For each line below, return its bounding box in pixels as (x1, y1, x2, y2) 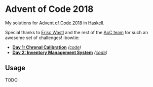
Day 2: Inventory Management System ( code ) (12, 49, 108, 55)
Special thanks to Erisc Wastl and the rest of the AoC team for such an (5, 29, 148, 35)
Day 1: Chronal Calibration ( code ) (12, 44, 81, 50)
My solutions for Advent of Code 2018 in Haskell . (5, 20, 105, 26)
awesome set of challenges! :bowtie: (5, 35, 80, 41)
